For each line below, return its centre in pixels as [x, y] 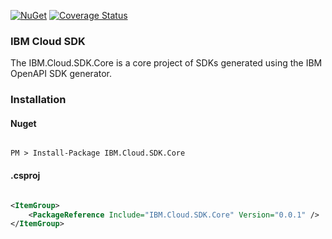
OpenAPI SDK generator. [61, 74]
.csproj [25, 176]
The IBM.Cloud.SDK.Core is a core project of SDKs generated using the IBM [166, 63]
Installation [38, 100]
